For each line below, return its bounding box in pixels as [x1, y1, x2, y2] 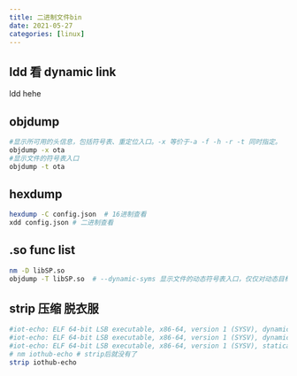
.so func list [9, 242, 76, 257]
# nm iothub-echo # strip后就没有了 [9, 350, 138, 359]
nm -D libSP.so [9, 266, 65, 275]
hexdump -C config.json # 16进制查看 [9, 210, 148, 219]
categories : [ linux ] [9, 29, 86, 38]
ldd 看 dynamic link [9, 64, 117, 80]
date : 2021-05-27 [9, 21, 73, 30]
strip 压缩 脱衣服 [9, 302, 99, 317]
